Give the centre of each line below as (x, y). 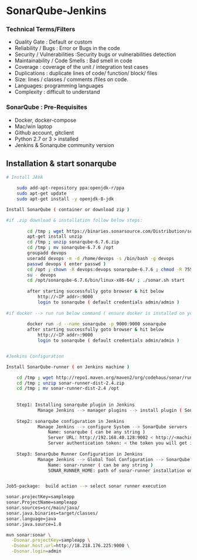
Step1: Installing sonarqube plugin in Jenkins (76, 405)
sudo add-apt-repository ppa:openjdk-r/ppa (71, 188)
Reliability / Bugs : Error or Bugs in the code (67, 48)
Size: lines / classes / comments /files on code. (72, 79)
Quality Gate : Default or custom (53, 42)
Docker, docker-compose (45, 120)
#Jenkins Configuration (35, 356)
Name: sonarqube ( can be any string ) (96, 432)
